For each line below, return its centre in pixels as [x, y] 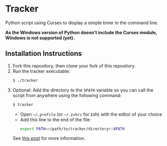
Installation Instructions [44, 54]
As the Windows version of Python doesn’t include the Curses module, [81, 32]
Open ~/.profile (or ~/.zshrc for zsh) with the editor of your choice [91, 114]
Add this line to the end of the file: [55, 119]
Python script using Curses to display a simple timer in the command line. [82, 23]
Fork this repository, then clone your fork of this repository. [74, 65]
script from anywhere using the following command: [67, 95]
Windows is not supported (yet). [40, 38]
